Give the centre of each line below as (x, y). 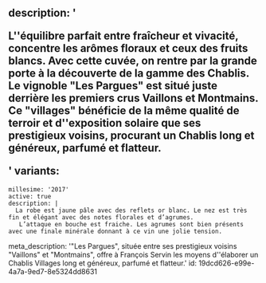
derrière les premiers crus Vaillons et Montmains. (133, 98)
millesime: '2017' (39, 189)
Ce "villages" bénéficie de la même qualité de (124, 111)
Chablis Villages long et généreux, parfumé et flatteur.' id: (103, 263)
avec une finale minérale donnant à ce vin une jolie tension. (115, 231)
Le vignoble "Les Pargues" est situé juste (113, 86)
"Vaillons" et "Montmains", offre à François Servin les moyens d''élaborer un (133, 254)
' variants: (34, 171)
